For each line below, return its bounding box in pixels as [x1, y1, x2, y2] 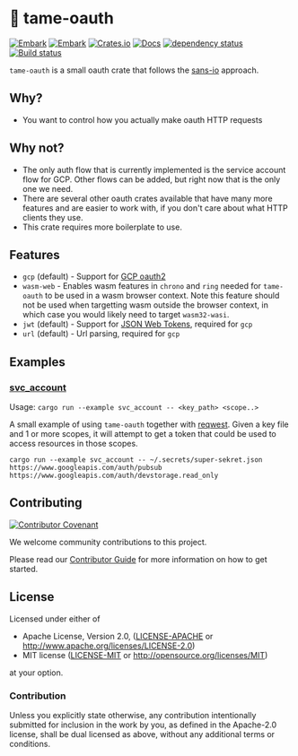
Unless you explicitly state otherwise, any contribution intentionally [9, 709, 257, 720]
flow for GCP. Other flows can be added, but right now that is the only [22, 174, 281, 185]
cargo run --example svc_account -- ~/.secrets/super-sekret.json [9, 456, 263, 465]
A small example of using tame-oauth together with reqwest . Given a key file [9, 419, 289, 430]
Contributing [9, 495, 83, 510]
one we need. [22, 183, 74, 194]
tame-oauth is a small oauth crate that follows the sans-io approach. [9, 65, 259, 75]
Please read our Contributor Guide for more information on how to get [9, 553, 267, 564]
